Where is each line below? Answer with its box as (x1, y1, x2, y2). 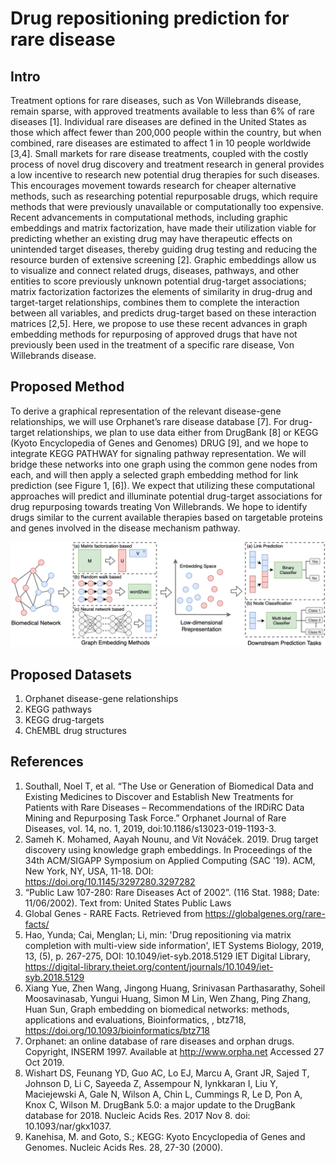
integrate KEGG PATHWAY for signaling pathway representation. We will (10, 447, 307, 459)
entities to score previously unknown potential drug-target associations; (10, 275, 307, 287)
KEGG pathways (24, 703, 93, 715)
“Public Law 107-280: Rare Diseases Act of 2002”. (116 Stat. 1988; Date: (24, 886, 320, 898)
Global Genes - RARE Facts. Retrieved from (24, 907, 203, 919)
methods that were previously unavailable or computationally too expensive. (10, 201, 324, 212)
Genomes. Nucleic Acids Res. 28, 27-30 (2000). (24, 1141, 224, 1153)
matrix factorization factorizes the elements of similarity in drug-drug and (10, 286, 313, 297)
